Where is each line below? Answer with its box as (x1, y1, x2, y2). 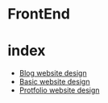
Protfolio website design (19, 85, 100, 95)
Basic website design (19, 77, 90, 87)
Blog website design (19, 68, 87, 78)
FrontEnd (7, 5, 70, 23)
